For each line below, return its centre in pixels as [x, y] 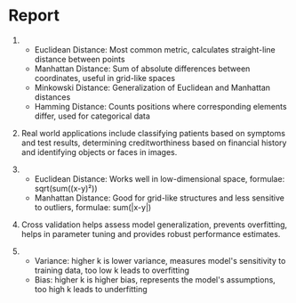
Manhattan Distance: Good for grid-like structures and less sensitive [160, 198]
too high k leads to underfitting [91, 289]
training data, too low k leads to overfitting [112, 270]
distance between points [80, 59]
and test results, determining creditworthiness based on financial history [154, 143]
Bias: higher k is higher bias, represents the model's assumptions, [155, 279]
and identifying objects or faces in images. [99, 151]
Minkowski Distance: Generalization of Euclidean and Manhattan [152, 87]
